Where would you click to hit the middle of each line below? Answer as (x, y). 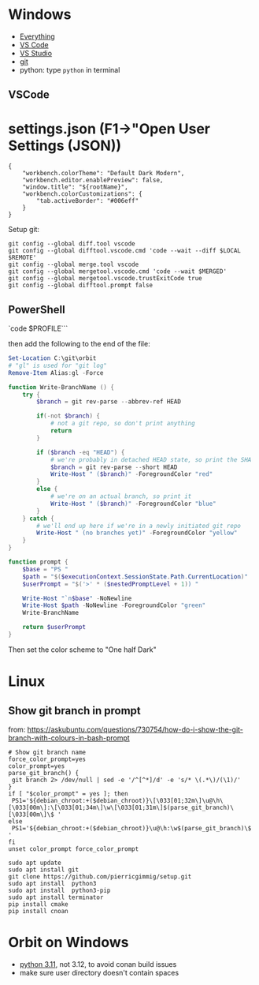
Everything (37, 36)
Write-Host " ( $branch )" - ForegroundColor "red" (131, 474)
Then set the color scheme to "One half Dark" (82, 650)
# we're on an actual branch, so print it (121, 496)
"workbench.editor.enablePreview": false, (93, 180)
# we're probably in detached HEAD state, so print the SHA (151, 459)
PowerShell (37, 309)
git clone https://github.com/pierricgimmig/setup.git (100, 876)
